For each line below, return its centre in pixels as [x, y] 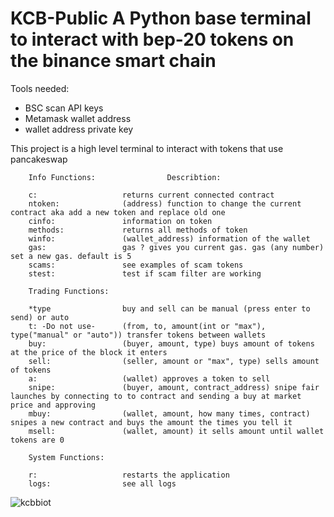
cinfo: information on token [120, 221]
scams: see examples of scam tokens [136, 265]
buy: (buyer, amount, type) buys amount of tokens [171, 343]
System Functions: [66, 457]
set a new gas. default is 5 [71, 256]
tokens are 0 [37, 440]
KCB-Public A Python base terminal [161, 18]
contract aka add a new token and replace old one [118, 212]
